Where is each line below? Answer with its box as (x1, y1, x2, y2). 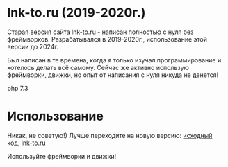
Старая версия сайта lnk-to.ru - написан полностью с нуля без (7, 28, 194, 36)
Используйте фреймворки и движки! (7, 152, 117, 160)
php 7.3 (7, 84, 28, 92)
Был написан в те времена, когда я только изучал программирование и (7, 55, 222, 64)
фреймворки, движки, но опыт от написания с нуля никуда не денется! (7, 71, 219, 79)
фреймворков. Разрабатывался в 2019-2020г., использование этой (7, 35, 207, 43)
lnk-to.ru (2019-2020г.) (7, 5, 146, 21)
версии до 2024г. (7, 42, 59, 51)
